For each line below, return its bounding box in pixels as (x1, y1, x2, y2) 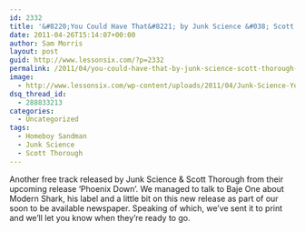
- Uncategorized (17, 115, 79, 124)
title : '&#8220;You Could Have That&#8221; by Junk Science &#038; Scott (9, 22, 295, 31)
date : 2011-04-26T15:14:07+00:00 (9, 30, 136, 39)
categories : (9, 106, 54, 116)
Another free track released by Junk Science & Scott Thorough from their (9, 174, 284, 185)
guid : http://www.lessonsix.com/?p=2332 (9, 55, 165, 65)
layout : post (9, 47, 59, 56)
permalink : (9, 65, 51, 74)
